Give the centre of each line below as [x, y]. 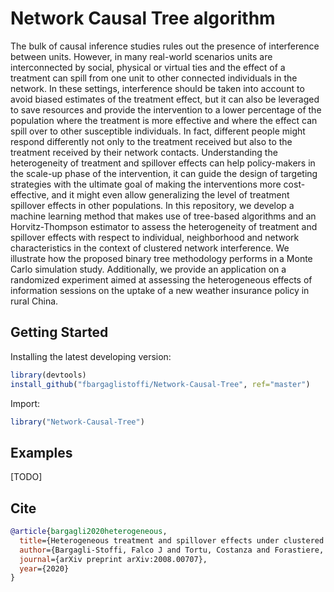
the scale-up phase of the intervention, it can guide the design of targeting [164, 173]
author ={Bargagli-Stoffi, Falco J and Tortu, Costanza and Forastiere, [172, 550]
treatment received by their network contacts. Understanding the [144, 152]
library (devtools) [48, 375]
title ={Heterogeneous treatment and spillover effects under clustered [172, 540]
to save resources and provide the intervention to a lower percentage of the [166, 109]
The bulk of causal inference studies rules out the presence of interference [165, 46]
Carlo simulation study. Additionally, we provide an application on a [148, 269]
